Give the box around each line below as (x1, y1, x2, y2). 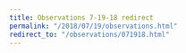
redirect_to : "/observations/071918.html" (9, 30, 170, 39)
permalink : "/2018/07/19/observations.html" (9, 22, 178, 31)
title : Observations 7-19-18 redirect (9, 13, 154, 22)
